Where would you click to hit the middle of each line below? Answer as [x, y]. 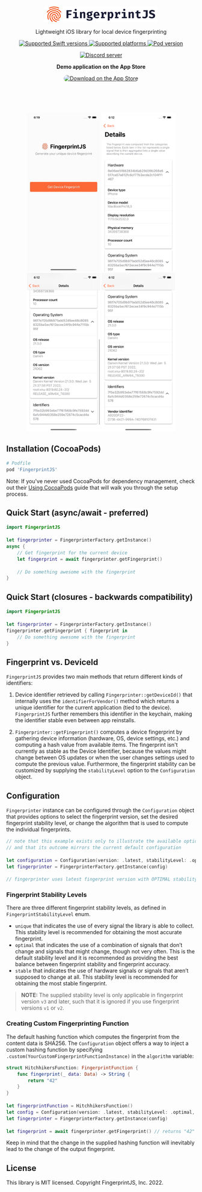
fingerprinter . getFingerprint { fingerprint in [67, 631]
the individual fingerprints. [39, 829]
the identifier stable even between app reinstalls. [75, 720]
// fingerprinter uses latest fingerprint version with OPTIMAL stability [102, 879]
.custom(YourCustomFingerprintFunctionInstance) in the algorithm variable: [100, 1056]
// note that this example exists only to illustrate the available [94, 841]
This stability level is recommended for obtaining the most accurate [98, 932]
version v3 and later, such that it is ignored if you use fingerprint [100, 1002]
